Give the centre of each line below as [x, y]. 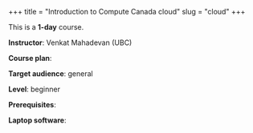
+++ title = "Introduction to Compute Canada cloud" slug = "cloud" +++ [127, 12]
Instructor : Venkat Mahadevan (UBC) [70, 42]
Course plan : [30, 58]
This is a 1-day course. [46, 27]
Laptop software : [37, 120]
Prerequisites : [32, 105]
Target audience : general [51, 74]
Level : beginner [34, 89]
